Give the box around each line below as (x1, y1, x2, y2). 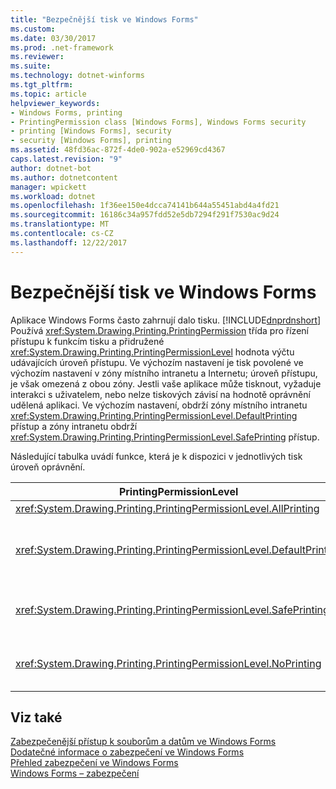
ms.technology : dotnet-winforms (10, 71, 145, 81)
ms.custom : (10, 24, 56, 34)
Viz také (10, 709, 63, 726)
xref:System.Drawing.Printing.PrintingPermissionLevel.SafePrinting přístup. (10, 431, 320, 443)
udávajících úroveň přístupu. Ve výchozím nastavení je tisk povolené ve (10, 356, 304, 368)
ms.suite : (10, 61, 52, 71)
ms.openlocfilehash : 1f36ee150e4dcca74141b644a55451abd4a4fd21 (10, 201, 280, 211)
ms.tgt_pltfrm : (10, 80, 74, 90)
